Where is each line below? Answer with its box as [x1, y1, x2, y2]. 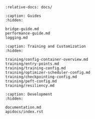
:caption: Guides [5, 13, 41, 18]
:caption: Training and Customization [5, 44, 86, 49]
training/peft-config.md [5, 79, 57, 84]
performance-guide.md [5, 31, 50, 36]
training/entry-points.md [5, 61, 59, 66]
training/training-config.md [5, 66, 66, 71]
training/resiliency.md [5, 83, 55, 88]
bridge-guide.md [5, 26, 39, 31]
